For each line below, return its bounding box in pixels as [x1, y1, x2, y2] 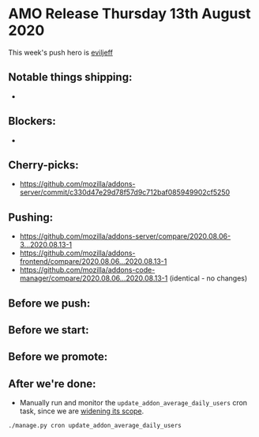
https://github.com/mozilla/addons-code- [19, 266, 156, 275]
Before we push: [8, 296, 91, 310]
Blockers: [8, 115, 57, 128]
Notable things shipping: [8, 70, 133, 84]
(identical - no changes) [169, 273, 248, 283]
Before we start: [8, 323, 89, 337]
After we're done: [8, 377, 96, 390]
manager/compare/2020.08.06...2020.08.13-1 [19, 273, 168, 283]
